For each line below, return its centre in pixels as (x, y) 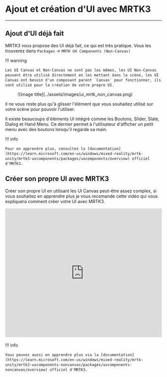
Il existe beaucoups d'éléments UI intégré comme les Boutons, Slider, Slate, (83, 119)
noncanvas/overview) (27, 370)
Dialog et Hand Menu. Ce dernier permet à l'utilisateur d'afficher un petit (79, 124)
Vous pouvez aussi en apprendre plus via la (52, 355)
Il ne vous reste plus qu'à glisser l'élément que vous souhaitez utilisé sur (79, 104)
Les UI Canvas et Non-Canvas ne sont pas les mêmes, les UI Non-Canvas (81, 70)
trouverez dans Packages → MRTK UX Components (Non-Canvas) (68, 51)
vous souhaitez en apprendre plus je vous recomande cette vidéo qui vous (82, 196)
